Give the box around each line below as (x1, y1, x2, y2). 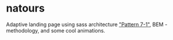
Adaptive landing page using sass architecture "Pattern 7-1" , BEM (6, 21, 164, 28)
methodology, (6, 27, 40, 34)
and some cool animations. (40, 27, 105, 34)
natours (6, 2, 45, 15)
